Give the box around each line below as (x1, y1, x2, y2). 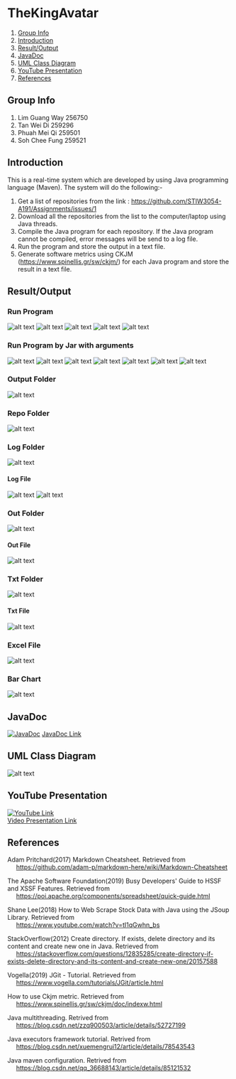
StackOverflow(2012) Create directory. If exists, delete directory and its (7, 935, 215, 943)
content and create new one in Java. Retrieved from (7, 942, 159, 950)
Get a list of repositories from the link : (17, 197, 130, 205)
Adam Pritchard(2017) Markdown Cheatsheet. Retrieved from (7, 855, 186, 864)
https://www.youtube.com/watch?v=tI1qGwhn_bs (16, 920, 160, 929)
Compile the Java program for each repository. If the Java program (17, 227, 214, 235)
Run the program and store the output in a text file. (17, 242, 166, 250)
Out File (7, 540, 31, 549)
